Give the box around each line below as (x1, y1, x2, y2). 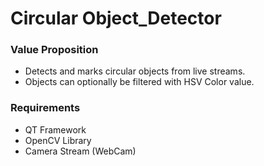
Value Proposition (10, 43, 99, 57)
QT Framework (24, 123, 87, 136)
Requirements (10, 101, 81, 115)
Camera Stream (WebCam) (24, 145, 137, 157)
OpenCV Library (24, 134, 92, 146)
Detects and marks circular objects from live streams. (24, 65, 246, 77)
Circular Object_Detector (10, 7, 222, 30)
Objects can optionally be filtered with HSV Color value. (24, 76, 255, 88)
